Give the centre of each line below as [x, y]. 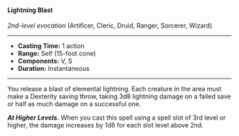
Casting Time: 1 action [51, 46]
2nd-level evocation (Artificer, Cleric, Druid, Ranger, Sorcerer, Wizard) [110, 25]
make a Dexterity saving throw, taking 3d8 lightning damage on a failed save [119, 96]
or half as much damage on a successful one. [74, 104]
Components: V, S [45, 61]
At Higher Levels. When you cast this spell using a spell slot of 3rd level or [117, 118]
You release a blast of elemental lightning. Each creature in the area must [115, 89]
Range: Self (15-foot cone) [57, 54]
